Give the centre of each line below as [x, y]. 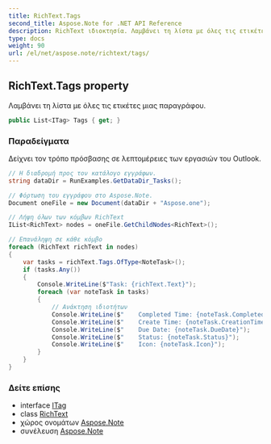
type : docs [27, 38]
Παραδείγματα [39, 140]
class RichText [44, 414]
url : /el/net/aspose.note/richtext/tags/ [79, 53]
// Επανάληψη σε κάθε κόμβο [56, 240]
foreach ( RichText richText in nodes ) [73, 247]
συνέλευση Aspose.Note [61, 431]
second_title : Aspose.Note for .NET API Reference [95, 23]
